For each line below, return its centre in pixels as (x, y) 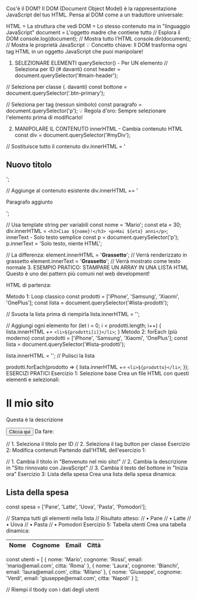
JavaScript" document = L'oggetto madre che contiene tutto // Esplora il (93, 32)
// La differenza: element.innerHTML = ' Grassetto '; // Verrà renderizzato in (96, 255)
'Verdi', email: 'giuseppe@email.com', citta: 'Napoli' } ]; (72, 578)
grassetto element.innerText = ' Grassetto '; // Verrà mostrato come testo (94, 261)
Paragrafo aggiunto (29, 202)
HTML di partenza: (29, 285)
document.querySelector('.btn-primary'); (56, 93)
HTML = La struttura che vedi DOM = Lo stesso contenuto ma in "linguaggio (98, 26)
